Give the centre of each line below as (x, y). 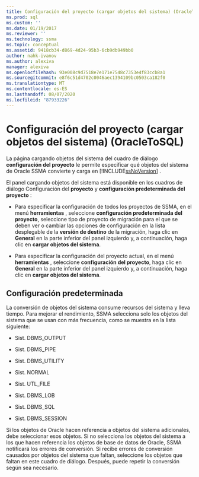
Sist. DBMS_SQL (35, 407)
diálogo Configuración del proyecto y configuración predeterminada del (96, 189)
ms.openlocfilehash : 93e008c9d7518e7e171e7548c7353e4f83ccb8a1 (86, 72)
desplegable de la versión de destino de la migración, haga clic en (96, 231)
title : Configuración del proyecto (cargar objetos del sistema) (88, 12)
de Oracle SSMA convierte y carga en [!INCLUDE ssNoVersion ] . (84, 171)
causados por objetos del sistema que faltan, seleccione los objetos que (94, 455)
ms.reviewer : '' (26, 34)
